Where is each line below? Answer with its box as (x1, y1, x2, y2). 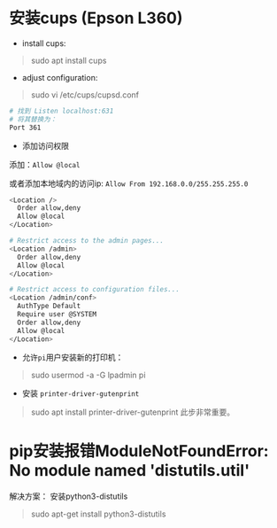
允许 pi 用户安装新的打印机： (21, 352, 124, 362)
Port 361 (9, 123, 42, 132)
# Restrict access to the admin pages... (9, 237, 165, 245)
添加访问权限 (21, 140, 69, 151)
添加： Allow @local (9, 159, 81, 169)
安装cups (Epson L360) (9, 8, 183, 28)
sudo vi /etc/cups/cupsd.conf (30, 89, 140, 100)
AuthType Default (17, 302, 81, 311)
